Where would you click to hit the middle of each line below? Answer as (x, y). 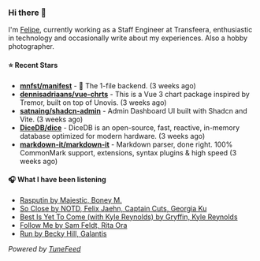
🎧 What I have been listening (57, 180)
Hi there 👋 (28, 13)
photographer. (32, 47)
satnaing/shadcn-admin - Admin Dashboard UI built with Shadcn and (134, 110)
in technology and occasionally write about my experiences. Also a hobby (128, 38)
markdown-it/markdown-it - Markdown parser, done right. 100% (126, 144)
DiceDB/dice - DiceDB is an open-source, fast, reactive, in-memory (130, 127)
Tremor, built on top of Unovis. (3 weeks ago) (93, 103)
